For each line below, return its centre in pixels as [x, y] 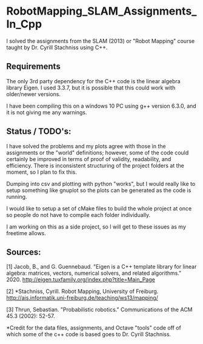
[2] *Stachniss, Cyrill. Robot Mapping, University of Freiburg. [82, 291]
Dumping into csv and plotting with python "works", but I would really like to [101, 184]
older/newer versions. [34, 94]
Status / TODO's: [39, 132]
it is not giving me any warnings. [47, 112]
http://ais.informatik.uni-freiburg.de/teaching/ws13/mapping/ [82, 298]
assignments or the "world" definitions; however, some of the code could [98, 153]
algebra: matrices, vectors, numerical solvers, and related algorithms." [94, 273]
